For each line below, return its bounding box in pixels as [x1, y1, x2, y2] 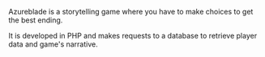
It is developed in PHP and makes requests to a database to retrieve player [8, 31, 258, 40]
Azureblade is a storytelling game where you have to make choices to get [8, 7, 254, 16]
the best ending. [8, 15, 63, 25]
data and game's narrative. [8, 39, 99, 49]
